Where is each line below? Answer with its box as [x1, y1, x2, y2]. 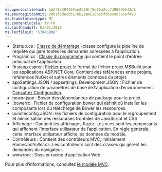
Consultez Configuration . [12, 90, 63, 96]
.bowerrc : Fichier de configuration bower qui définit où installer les [12, 100, 147, 106]
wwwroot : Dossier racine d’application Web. [12, 152, 102, 157]
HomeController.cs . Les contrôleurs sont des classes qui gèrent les [12, 142, 147, 147]
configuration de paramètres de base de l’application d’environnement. [12, 85, 154, 90]
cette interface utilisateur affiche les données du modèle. [12, 131, 127, 137]
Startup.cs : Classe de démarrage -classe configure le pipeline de [12, 43, 144, 49]
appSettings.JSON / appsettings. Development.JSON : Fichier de [12, 79, 143, 85]
